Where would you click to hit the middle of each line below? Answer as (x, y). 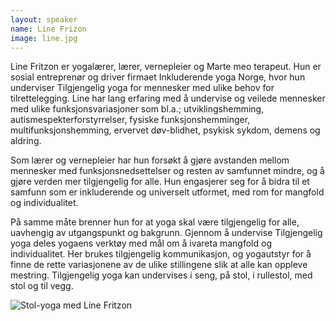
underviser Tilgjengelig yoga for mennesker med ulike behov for (142, 88)
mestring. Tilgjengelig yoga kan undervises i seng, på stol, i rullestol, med (161, 275)
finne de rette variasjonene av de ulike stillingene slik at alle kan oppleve (159, 265)
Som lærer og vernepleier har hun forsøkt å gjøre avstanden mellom (150, 160)
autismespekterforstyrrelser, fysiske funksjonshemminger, (130, 120)
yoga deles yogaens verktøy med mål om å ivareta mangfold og (141, 243)
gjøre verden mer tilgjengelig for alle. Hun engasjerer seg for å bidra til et (160, 182)
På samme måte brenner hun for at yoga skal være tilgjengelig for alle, (155, 222)
